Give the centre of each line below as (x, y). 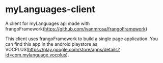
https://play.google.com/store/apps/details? (74, 49)
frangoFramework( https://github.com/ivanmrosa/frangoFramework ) (76, 28)
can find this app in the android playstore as (51, 44)
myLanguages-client (50, 9)
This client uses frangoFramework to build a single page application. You (81, 39)
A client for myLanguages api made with (48, 23)
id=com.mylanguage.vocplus (36, 55)
